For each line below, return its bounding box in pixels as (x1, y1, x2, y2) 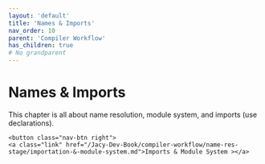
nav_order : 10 (8, 26, 56, 34)
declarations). (8, 118, 55, 128)
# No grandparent (8, 49, 67, 57)
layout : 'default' (8, 11, 70, 20)
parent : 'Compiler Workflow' (8, 34, 106, 42)
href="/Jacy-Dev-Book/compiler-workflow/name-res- (65, 141, 239, 149)
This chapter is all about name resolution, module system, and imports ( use (8, 110, 258, 119)
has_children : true (8, 42, 74, 50)
